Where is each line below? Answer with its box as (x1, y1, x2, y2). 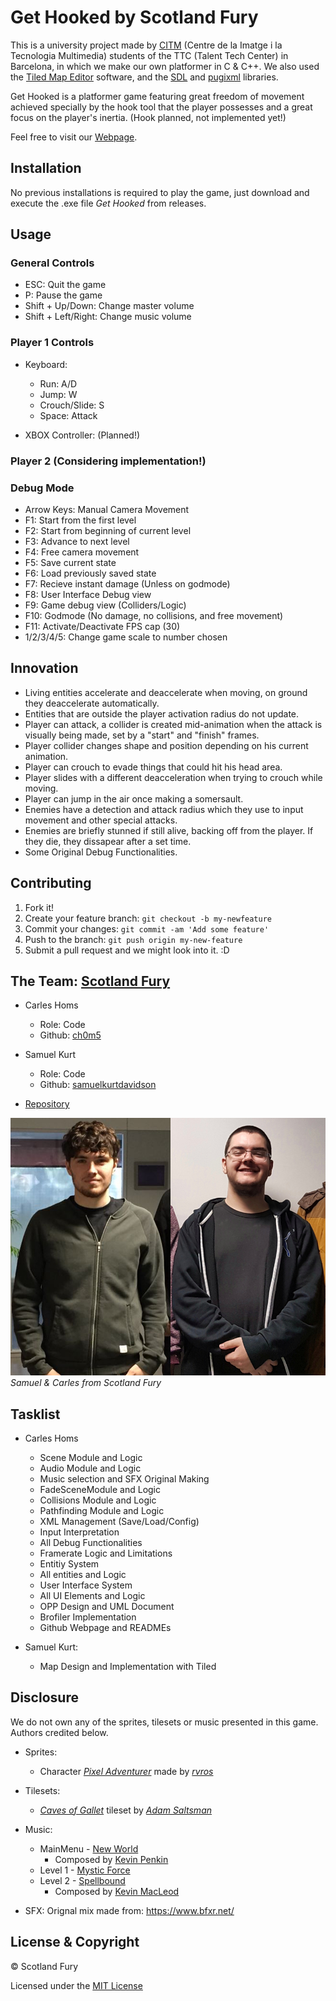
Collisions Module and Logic (39, 1494, 157, 1506)
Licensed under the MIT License (10, 1979, 143, 1991)
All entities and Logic (39, 1568, 127, 1580)
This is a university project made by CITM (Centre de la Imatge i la (10, 39, 283, 51)
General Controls (10, 256, 95, 270)
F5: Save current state (24, 556, 117, 568)
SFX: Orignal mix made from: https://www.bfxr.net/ (24, 1904, 235, 1916)
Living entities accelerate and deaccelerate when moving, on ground (24, 686, 308, 698)
